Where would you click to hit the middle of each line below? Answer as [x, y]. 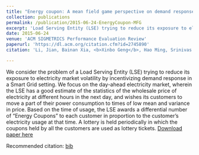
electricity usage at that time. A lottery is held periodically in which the [92, 122]
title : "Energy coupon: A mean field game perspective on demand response [100, 11]
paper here [20, 134]
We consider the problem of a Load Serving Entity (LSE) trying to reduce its [98, 72]
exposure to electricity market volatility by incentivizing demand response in [99, 78]
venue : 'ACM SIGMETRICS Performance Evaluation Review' [76, 39]
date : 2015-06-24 [28, 34]
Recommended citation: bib [40, 146]
